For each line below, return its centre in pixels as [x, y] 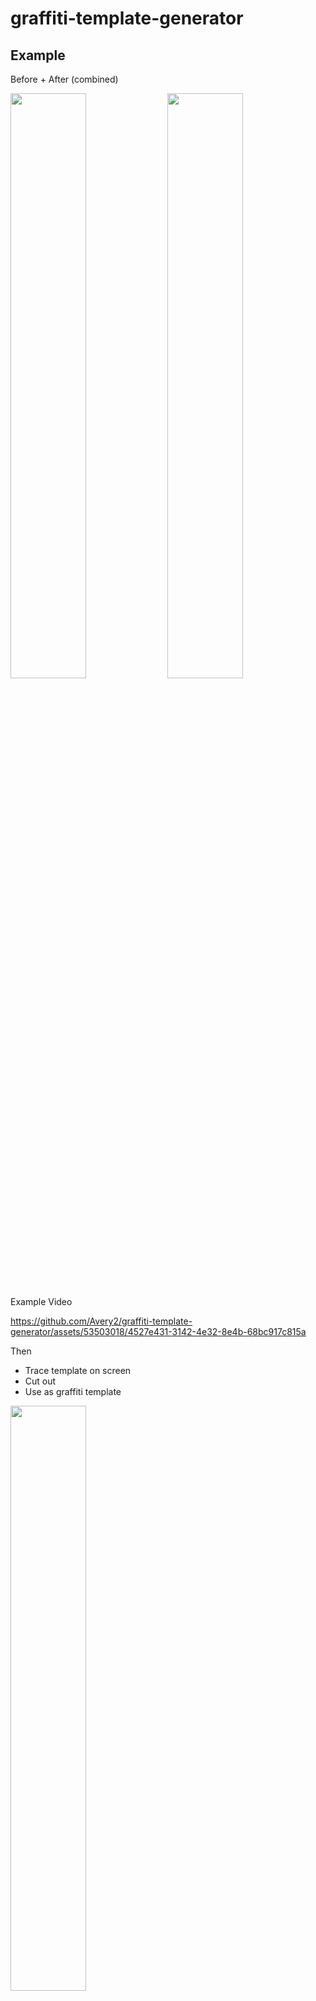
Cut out [40, 1381]
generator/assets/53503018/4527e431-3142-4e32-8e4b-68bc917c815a [158, 1331]
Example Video [41, 1301]
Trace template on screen [78, 1370]
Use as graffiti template [73, 1391]
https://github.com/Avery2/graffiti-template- [101, 1321]
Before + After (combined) [64, 79]
